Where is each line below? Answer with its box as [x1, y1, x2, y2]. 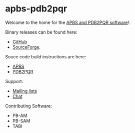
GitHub [12, 38, 27, 45]
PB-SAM [12, 118, 30, 124]
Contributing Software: [5, 103, 52, 109]
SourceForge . [12, 44, 41, 50]
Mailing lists [12, 88, 37, 94]
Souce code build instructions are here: [5, 53, 86, 60]
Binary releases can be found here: [5, 29, 77, 35]
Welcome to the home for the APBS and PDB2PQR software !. [5, 19, 131, 25]
